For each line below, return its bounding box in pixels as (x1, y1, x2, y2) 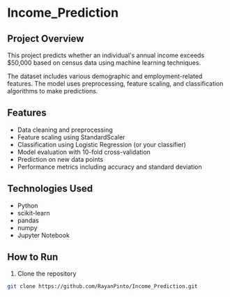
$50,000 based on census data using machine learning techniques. (7, 59, 201, 67)
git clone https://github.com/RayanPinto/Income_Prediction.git (7, 283, 198, 290)
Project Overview (7, 33, 84, 45)
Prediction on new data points (17, 155, 103, 163)
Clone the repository (17, 270, 77, 278)
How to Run (7, 251, 59, 263)
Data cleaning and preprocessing (17, 125, 113, 134)
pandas (17, 216, 40, 224)
